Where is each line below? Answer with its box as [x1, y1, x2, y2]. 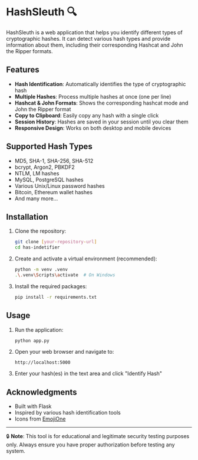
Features [6, 65, 39, 75]
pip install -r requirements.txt [14, 294, 97, 300]
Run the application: [14, 326, 64, 333]
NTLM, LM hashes [14, 169, 60, 177]
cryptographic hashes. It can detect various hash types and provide [6, 35, 171, 42]
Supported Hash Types [6, 142, 93, 152]
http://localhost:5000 [14, 360, 71, 366]
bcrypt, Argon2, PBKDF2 [14, 164, 75, 171]
